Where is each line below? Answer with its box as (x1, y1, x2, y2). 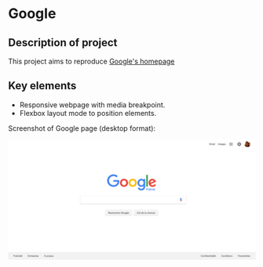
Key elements (8, 79, 77, 92)
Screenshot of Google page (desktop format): (8, 123, 155, 133)
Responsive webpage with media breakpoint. (19, 99, 166, 110)
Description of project (8, 36, 118, 49)
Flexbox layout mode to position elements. (19, 108, 157, 117)
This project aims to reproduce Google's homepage (8, 56, 175, 66)
